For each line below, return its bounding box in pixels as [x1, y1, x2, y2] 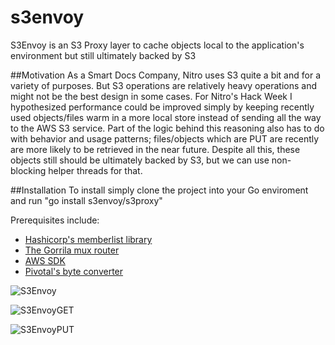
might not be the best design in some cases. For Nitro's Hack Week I [10, 90, 293, 102]
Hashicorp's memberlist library [24, 233, 153, 245]
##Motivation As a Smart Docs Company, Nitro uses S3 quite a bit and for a [10, 69, 322, 81]
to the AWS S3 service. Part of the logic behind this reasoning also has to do [10, 122, 325, 134]
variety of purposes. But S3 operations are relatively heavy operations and [10, 79, 318, 91]
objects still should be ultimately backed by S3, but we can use [10, 154, 270, 166]
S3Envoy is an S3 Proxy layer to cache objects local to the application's [10, 39, 305, 51]
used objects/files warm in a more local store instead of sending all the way [10, 111, 322, 123]
